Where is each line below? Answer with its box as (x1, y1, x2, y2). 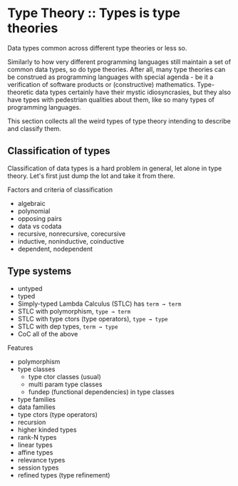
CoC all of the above (17, 329, 78, 338)
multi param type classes (28, 380, 103, 388)
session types (17, 463, 59, 472)
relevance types (17, 455, 66, 464)
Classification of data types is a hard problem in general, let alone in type (7, 164, 222, 172)
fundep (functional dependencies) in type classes (28, 387, 175, 396)
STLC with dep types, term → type (17, 322, 118, 331)
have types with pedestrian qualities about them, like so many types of (7, 95, 215, 104)
